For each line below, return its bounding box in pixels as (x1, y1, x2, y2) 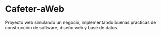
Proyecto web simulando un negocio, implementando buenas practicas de (5, 19, 157, 25)
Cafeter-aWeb (5, 3, 65, 15)
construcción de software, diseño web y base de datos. (5, 24, 119, 30)
